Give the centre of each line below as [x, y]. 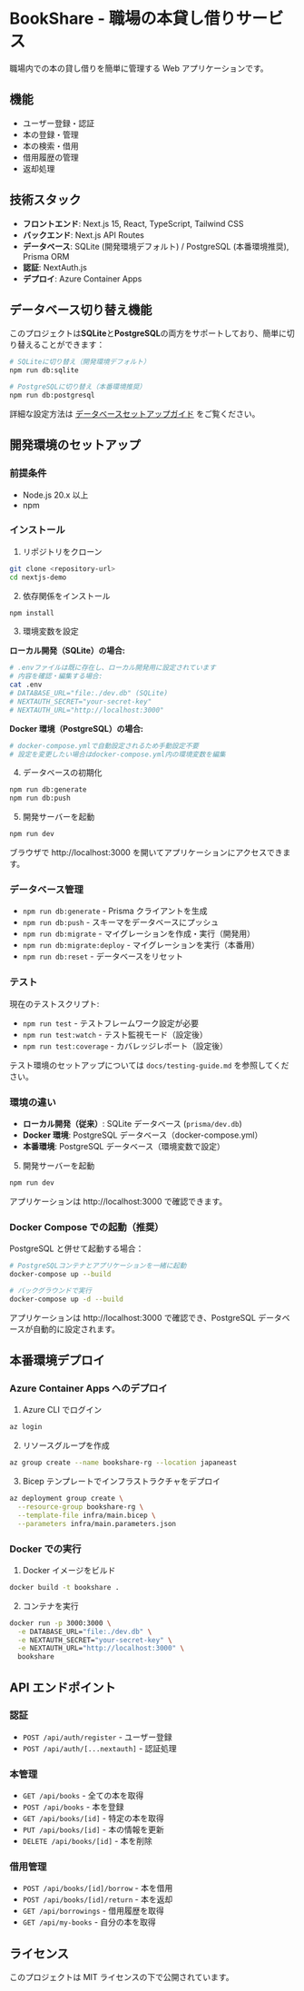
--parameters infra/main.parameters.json [97, 1523]
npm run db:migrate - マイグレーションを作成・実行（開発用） [139, 934]
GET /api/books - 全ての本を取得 [83, 1796]
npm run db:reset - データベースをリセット [103, 956]
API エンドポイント [63, 1687]
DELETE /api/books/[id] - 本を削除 [87, 1841]
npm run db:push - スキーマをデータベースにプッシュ [121, 922]
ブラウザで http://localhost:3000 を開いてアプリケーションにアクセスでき [146, 853]
